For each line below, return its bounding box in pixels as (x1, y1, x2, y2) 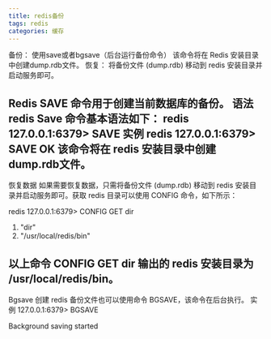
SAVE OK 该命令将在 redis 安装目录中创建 (8, 142, 217, 156)
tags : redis (8, 19, 49, 28)
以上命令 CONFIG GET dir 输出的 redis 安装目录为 (8, 256, 254, 270)
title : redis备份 (8, 11, 65, 20)
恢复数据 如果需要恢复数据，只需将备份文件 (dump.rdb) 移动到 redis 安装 (8, 180, 250, 191)
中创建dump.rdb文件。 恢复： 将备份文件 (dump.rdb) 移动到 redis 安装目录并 (8, 60, 263, 70)
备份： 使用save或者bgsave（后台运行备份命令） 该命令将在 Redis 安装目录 (8, 50, 259, 60)
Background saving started (8, 321, 99, 331)
